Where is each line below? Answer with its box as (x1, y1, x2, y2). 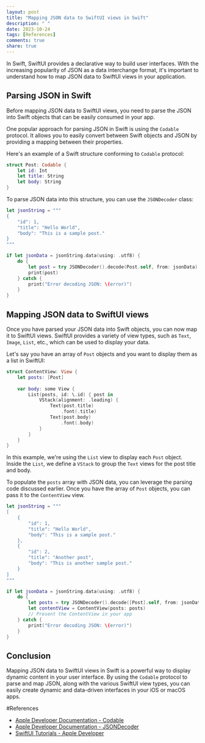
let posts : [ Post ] (17, 374, 64, 380)
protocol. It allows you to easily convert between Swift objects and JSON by (6, 131, 197, 139)
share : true (6, 43, 37, 50)
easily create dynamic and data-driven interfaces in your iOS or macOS (6, 686, 186, 694)
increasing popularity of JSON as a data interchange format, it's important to (6, 66, 199, 73)
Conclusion (6, 651, 51, 661)
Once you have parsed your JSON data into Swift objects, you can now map (6, 325, 198, 333)
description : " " (6, 20, 51, 26)
